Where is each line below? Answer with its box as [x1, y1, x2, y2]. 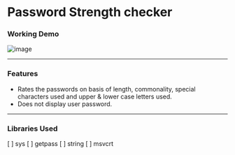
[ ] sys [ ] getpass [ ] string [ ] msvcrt [7, 140, 114, 148]
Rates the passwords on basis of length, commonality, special [17, 84, 196, 93]
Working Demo [7, 29, 59, 39]
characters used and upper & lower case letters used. [17, 92, 173, 101]
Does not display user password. [17, 99, 113, 108]
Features [7, 69, 38, 79]
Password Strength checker [7, 4, 173, 20]
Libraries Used [7, 124, 58, 133]
